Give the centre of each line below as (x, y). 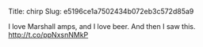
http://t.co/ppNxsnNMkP (48, 35)
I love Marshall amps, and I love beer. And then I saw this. (102, 26)
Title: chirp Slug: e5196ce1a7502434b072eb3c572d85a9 (101, 11)
